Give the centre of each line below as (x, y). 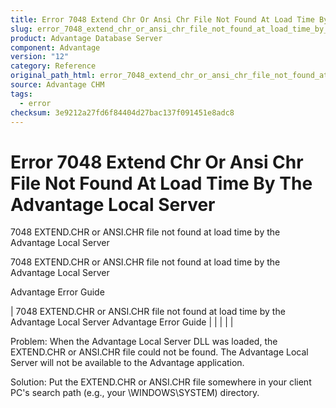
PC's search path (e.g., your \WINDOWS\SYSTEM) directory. (135, 393)
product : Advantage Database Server (86, 38)
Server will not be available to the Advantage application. (127, 363)
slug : (21, 29)
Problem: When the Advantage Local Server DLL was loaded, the (144, 342)
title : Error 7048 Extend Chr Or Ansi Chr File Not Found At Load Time (162, 19)
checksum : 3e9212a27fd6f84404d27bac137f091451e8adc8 (122, 112)
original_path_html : (53, 76)
